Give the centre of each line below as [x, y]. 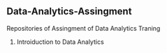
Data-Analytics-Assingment [69, 12]
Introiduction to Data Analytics [60, 42]
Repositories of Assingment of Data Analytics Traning [83, 28]
